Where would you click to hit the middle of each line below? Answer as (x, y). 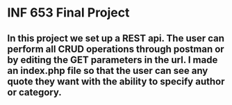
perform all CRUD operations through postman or (116, 49)
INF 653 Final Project (68, 13)
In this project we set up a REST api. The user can (116, 38)
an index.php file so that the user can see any (108, 70)
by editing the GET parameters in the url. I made (113, 60)
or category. (35, 92)
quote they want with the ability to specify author (116, 81)
